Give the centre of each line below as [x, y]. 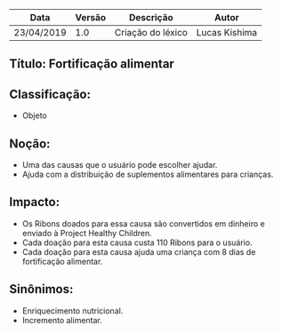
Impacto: [35, 202]
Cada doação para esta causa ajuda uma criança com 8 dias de [139, 251]
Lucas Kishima [227, 32]
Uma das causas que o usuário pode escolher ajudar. [120, 165]
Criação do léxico [151, 32]
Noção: [30, 143]
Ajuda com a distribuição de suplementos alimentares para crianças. [148, 174]
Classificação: [50, 94]
